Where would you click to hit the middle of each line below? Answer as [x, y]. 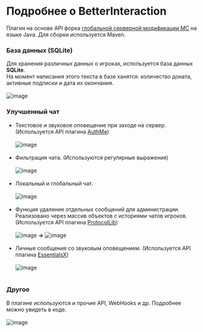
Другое [18, 289]
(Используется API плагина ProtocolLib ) [67, 222]
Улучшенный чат [33, 112]
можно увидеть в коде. [36, 309]
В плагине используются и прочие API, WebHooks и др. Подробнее [94, 303]
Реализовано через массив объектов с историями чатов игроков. [101, 216]
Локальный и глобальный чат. [54, 183]
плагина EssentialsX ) [42, 255]
